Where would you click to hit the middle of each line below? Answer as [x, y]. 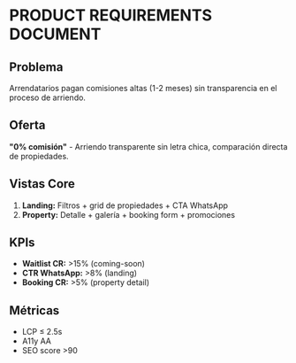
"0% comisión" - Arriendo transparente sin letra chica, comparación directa [148, 146]
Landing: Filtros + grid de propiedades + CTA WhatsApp [125, 205]
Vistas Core [42, 184]
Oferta [27, 125]
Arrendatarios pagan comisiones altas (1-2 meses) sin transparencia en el [143, 88]
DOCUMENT [55, 34]
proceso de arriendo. [48, 97]
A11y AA [36, 341]
